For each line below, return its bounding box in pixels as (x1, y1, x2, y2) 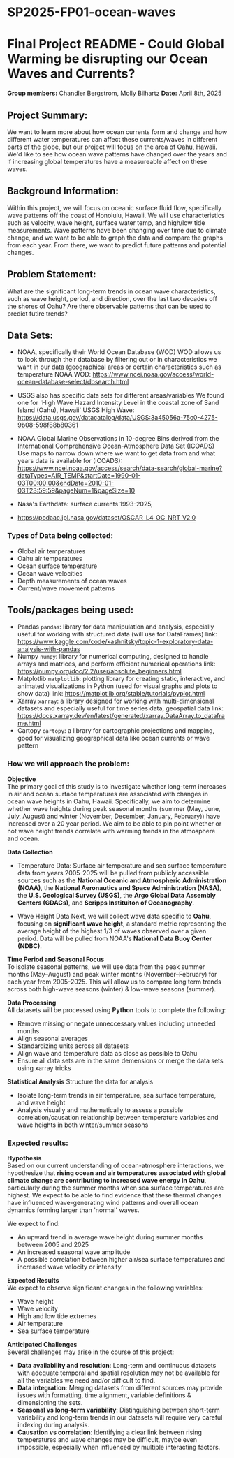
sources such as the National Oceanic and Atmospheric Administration (17, 876, 227, 884)
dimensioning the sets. (17, 1399, 83, 1407)
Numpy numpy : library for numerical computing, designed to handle (17, 653, 209, 661)
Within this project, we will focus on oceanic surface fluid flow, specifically (7, 203, 222, 212)
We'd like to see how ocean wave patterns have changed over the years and (7, 150, 227, 158)
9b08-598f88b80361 (17, 421, 79, 430)
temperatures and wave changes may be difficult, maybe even (17, 1436, 198, 1444)
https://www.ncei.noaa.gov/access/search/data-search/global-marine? (17, 464, 223, 472)
